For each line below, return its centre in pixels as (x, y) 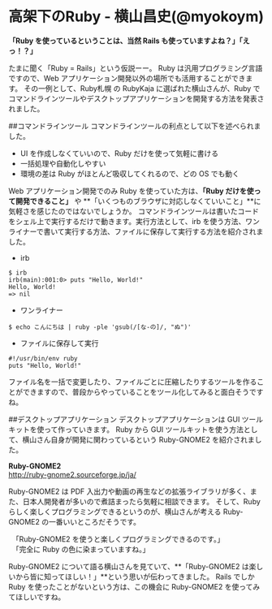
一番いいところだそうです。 (94, 521)
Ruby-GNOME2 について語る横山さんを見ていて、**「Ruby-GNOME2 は (129, 566)
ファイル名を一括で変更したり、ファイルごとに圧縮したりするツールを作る (133, 382)
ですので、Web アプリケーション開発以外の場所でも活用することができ (127, 78)
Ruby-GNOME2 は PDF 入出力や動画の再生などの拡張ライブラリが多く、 (129, 491)
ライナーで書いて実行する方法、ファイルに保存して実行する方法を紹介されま (136, 231)
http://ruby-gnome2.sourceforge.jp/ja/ (72, 474)
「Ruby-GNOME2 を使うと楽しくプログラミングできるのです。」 (120, 539)
